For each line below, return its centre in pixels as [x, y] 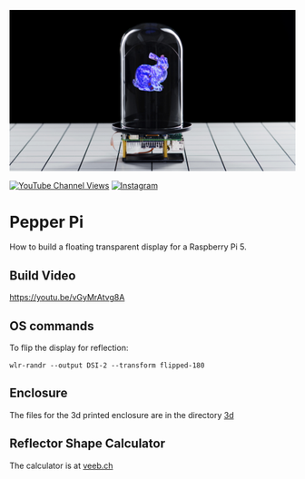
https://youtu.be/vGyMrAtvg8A [67, 298]
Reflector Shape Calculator [88, 444]
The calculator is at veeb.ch [61, 465]
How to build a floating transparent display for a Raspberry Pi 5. [128, 247]
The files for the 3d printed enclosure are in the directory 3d [122, 415]
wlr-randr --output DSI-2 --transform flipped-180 [107, 366]
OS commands [52, 326]
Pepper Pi [47, 222]
